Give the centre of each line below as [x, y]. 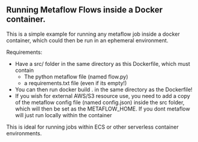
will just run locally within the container [63, 115]
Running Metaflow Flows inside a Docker [85, 10]
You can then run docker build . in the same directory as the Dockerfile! [104, 89]
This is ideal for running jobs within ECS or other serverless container [93, 127]
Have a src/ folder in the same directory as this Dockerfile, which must [102, 63]
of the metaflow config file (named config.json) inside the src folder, [100, 102]
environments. [24, 133]
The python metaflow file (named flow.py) [76, 76]
